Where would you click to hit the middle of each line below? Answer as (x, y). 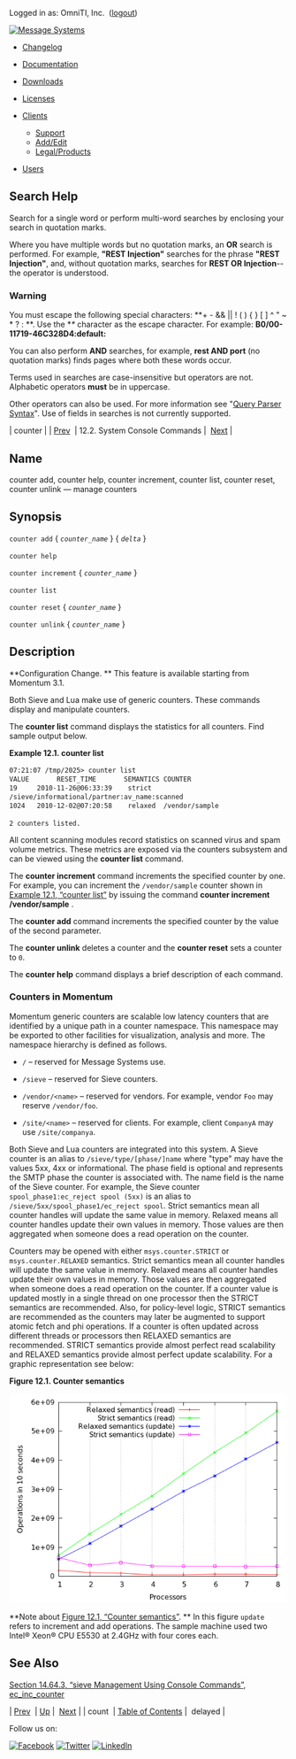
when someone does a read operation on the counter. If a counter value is (144, 1288)
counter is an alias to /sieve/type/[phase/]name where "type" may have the (146, 1158)
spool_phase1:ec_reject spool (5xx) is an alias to (100, 1196)
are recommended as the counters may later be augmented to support (137, 1316)
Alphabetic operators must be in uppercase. (90, 387)
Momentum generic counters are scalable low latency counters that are (139, 1016)
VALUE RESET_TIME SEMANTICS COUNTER (100, 779)
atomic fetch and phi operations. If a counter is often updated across (134, 1326)
